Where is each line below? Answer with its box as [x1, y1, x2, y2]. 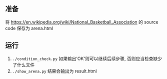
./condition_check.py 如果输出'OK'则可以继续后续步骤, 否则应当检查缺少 [12, 55, 162, 61]
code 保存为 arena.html [5, 25, 53, 31]
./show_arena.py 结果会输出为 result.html [12, 68, 97, 74]
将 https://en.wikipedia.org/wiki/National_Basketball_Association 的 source [5, 19, 158, 25]
